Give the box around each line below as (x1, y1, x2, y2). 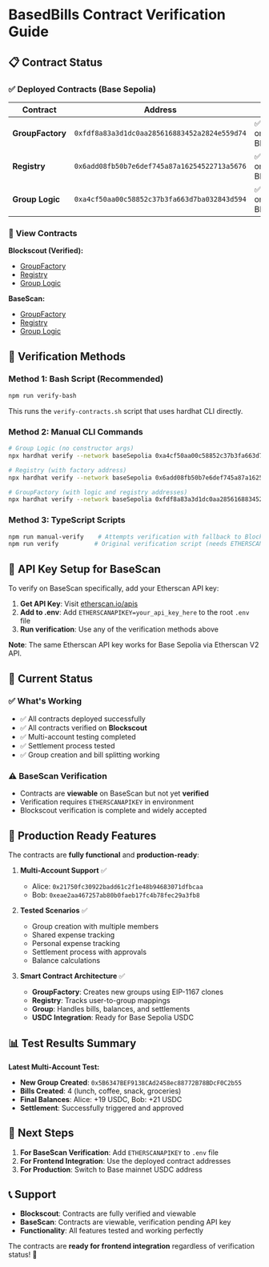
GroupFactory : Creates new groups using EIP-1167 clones (31, 987, 224, 996)
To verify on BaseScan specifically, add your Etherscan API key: (8, 583, 219, 593)
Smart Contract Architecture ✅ (19, 971, 126, 980)
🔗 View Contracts (8, 227, 78, 239)
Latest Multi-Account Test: (8, 1062, 100, 1072)
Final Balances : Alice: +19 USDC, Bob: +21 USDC (19, 1094, 183, 1104)
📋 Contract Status (8, 55, 102, 69)
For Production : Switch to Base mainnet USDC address (19, 1165, 203, 1174)
